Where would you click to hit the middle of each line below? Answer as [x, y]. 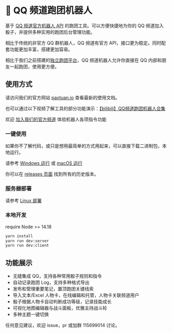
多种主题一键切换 [31, 315]
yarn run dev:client [27, 246]
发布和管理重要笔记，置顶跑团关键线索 [53, 289]
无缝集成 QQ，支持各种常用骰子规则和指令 [57, 276]
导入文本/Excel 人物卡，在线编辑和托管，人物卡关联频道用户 [76, 295]
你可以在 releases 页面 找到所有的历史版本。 [52, 174]
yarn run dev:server [27, 241]
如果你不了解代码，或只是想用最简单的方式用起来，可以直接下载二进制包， [84, 146]
